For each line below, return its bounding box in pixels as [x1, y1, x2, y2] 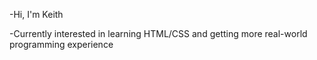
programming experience [9, 39, 114, 50]
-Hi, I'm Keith [9, 9, 64, 20]
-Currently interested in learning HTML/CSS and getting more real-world [9, 28, 308, 39]
